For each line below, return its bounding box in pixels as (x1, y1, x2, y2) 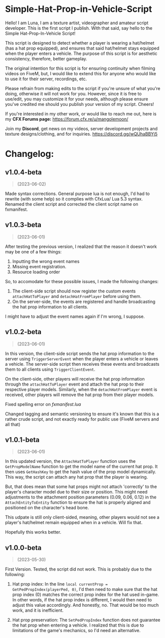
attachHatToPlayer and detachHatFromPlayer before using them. (12, 293, 142, 299)
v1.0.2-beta (5, 328, 42, 336)
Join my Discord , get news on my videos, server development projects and (5, 125, 158, 132)
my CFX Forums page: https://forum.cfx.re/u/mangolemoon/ (5, 116, 129, 122)
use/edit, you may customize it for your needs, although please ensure (5, 96, 149, 102)
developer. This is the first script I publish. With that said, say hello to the (5, 25, 153, 31)
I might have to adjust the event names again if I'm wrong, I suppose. (5, 313, 145, 319)
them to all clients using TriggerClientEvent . (5, 366, 96, 372)
